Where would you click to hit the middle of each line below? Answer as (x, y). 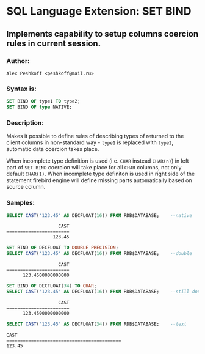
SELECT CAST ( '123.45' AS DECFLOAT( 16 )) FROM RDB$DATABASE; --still (98, 292)
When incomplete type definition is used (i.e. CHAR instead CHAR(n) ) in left (98, 161)
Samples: (21, 203)
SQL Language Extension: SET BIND (99, 11)
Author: (18, 61)
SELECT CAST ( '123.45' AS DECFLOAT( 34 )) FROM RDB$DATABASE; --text (97, 324)
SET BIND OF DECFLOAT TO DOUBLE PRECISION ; (63, 248)
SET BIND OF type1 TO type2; (43, 101)
